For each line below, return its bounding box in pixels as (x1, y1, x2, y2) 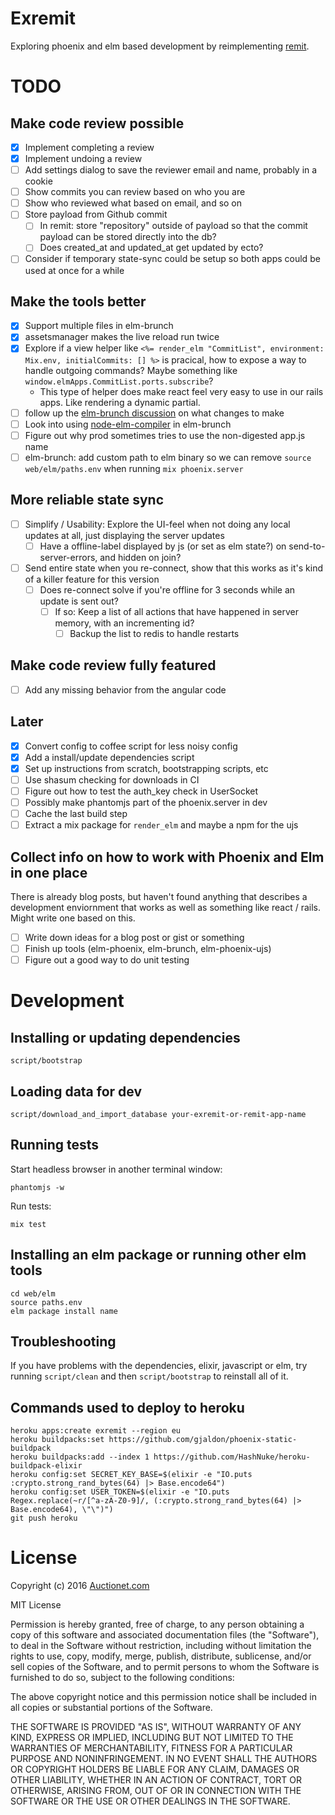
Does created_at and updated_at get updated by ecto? (39, 242, 264, 254)
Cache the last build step (24, 808, 128, 819)
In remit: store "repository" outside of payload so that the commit (39, 220, 308, 232)
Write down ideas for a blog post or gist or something (24, 931, 245, 943)
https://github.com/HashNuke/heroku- (153, 1452, 311, 1462)
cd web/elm (10, 1288, 56, 1299)
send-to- (288, 540, 326, 552)
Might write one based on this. (10, 912, 136, 924)
